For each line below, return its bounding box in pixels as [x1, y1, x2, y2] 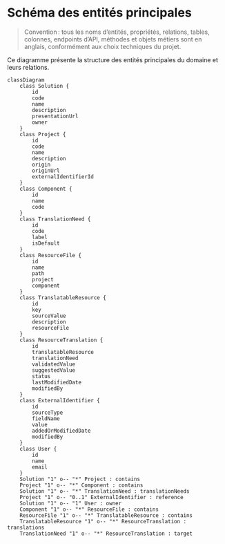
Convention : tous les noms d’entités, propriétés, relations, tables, [23, 28, 210, 36]
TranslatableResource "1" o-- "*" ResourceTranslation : [19, 518, 187, 525]
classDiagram [7, 76, 45, 84]
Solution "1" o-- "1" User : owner [19, 500, 122, 507]
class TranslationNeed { [19, 216, 91, 223]
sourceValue [32, 312, 67, 319]
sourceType [32, 409, 63, 416]
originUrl [32, 167, 60, 174]
